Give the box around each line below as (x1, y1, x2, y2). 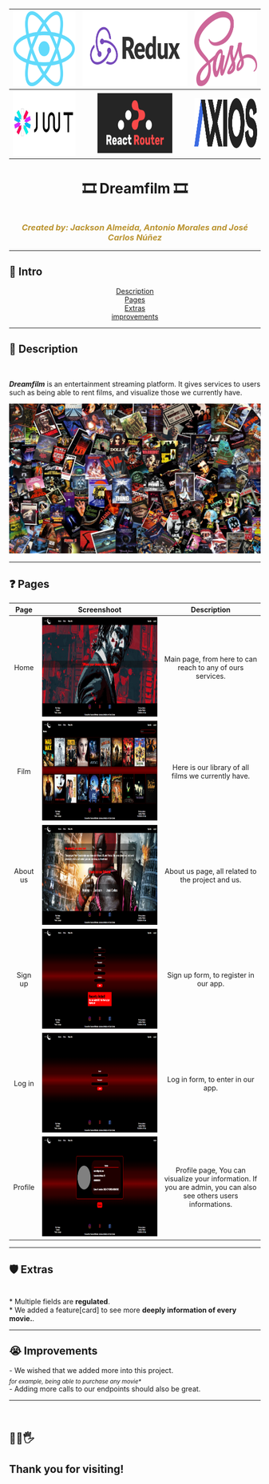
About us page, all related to (164, 867, 257, 876)
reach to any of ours (177, 663, 244, 673)
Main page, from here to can (164, 654, 258, 664)
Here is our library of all (172, 762, 250, 772)
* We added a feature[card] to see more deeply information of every (9, 1305, 237, 1315)
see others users (183, 1191, 239, 1200)
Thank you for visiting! (9, 1462, 125, 1476)
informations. (188, 1200, 233, 1209)
